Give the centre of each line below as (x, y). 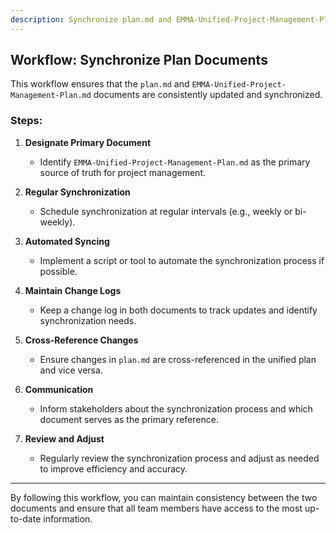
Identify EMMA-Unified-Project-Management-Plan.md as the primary (175, 162)
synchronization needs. (88, 320)
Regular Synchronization (77, 192)
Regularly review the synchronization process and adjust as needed (179, 458)
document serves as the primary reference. (129, 419)
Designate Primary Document (88, 142)
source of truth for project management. (122, 172)
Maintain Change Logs (73, 290)
